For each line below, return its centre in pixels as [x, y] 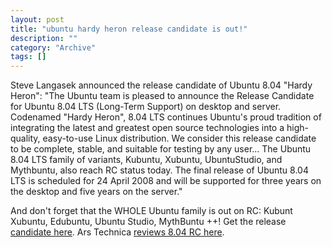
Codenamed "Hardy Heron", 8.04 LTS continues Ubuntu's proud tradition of [166, 117]
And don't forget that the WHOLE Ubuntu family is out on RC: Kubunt [151, 211]
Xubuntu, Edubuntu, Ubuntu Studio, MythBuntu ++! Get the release [148, 222]
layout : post [37, 19]
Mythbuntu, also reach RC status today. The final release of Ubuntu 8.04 [159, 170]
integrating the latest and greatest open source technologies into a [147, 128]
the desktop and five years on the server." [96, 192]
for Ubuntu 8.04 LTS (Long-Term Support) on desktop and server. [146, 107]
